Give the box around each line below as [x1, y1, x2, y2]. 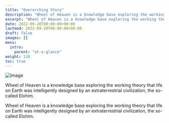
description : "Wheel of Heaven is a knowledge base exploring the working [5, 12, 165, 17]
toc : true [5, 59, 26, 64]
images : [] [5, 36, 28, 41]
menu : [5, 40, 17, 45]
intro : [10, 45, 24, 50]
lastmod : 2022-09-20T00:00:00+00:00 [5, 26, 82, 31]
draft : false [5, 31, 33, 36]
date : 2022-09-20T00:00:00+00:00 [5, 21, 75, 27]
